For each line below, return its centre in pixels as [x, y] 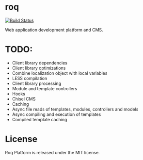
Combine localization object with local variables [60, 73]
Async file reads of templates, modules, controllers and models [75, 109]
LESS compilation [30, 78]
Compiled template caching [40, 119]
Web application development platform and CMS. [54, 30]
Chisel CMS [24, 99]
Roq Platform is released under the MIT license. [53, 152]
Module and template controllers [45, 88]
